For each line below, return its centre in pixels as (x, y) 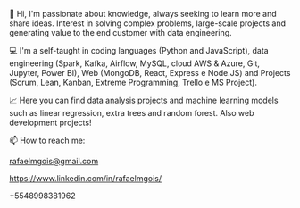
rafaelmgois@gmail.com (54, 161)
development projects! (50, 122)
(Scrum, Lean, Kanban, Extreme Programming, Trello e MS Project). (133, 82)
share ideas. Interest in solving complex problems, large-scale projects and (147, 23)
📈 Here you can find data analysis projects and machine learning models (144, 100)
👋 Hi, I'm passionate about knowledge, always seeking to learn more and (143, 14)
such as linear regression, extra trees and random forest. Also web (132, 113)
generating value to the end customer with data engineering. (121, 33)
